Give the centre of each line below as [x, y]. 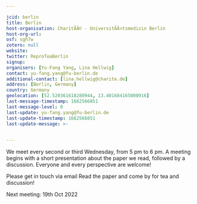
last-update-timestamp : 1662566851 [51, 118]
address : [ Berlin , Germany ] [42, 84]
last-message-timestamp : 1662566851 [52, 101]
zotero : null [23, 45]
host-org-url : [24, 34]
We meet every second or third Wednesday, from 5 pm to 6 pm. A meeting [98, 152]
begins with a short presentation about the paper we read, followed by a [96, 158]
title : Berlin [24, 23]
